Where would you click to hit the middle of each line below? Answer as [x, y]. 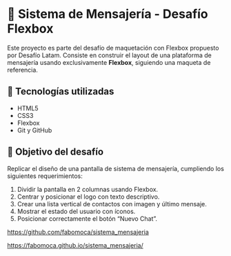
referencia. [22, 70]
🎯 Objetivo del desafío [56, 152]
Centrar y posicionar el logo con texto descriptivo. [88, 197]
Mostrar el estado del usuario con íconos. [76, 211]
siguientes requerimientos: [45, 176]
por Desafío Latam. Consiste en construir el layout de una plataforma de [110, 55]
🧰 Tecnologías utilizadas [61, 91]
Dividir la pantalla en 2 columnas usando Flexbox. [88, 189]
